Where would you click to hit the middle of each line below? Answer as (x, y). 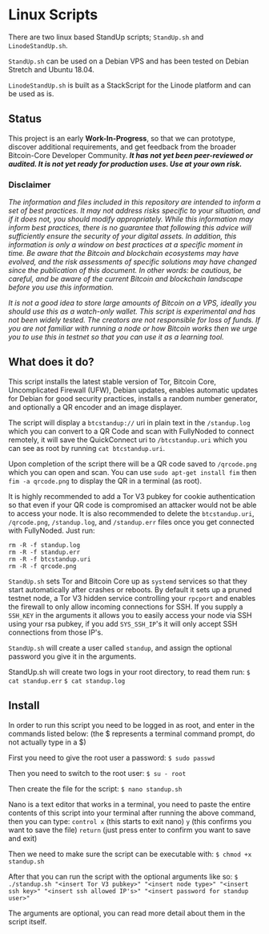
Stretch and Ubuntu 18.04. (51, 69)
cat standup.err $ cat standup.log (67, 681)
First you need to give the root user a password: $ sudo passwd (112, 757)
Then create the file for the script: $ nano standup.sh (95, 789)
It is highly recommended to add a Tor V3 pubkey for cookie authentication (132, 496)
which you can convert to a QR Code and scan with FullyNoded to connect (131, 431)
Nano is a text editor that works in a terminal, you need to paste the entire (129, 804)
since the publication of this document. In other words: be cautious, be (125, 270)
